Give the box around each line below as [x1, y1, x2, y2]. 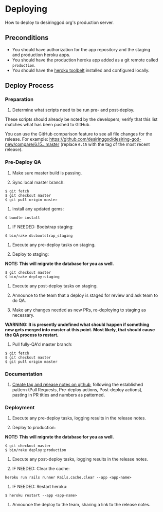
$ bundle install [5, 215, 40, 220]
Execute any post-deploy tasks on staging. [12, 283, 98, 288]
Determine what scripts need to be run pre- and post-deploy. [12, 107, 135, 113]
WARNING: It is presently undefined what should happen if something [5, 322, 149, 327]
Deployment [5, 404, 35, 411]
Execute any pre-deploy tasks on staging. [12, 242, 96, 247]
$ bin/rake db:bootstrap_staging [5, 233, 73, 238]
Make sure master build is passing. [12, 170, 82, 176]
